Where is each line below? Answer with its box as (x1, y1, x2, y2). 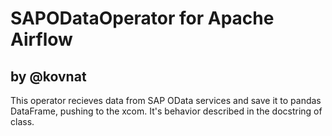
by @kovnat (10, 68, 87, 85)
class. (10, 116, 35, 127)
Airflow (10, 28, 73, 51)
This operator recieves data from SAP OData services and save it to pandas (10, 95, 322, 106)
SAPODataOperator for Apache (10, 7, 275, 30)
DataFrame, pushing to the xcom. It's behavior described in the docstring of (10, 105, 323, 117)
